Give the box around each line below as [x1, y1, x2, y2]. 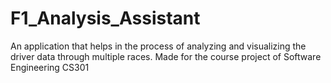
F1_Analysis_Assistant [10, 7, 201, 30]
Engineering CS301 [10, 61, 90, 73]
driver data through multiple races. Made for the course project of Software [10, 50, 322, 62]
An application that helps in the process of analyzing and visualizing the [10, 40, 307, 52]
